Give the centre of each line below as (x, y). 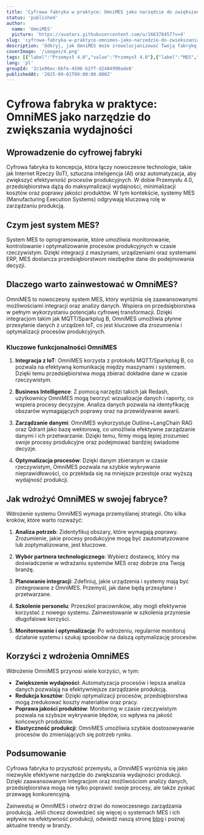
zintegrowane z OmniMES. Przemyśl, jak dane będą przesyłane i (95, 587)
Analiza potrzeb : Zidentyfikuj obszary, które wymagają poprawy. (97, 532)
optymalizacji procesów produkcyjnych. (56, 331)
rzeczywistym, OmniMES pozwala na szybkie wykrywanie (88, 467)
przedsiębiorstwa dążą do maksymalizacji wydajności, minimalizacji (91, 187)
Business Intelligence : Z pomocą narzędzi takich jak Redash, (92, 392)
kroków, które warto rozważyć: (45, 520)
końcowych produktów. (44, 721)
